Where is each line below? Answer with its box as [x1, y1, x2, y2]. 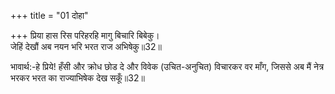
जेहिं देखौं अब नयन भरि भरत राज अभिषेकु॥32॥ [10, 41, 162, 52]
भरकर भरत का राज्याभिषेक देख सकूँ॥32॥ [10, 72, 145, 84]
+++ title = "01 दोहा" [10, 10, 89, 21]
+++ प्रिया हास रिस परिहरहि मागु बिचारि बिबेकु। [10, 30, 160, 41]
